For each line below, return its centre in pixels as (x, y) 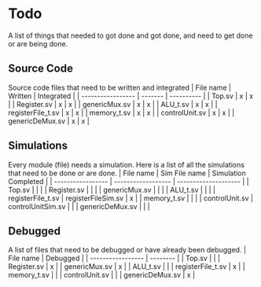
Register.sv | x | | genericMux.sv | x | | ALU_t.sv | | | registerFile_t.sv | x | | (127, 267)
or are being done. (38, 43)
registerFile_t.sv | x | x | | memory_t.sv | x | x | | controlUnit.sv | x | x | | (121, 112)
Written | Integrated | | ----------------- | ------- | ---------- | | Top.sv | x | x (131, 96)
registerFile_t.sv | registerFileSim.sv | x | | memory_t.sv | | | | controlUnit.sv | (131, 198)
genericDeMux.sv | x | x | (49, 121)
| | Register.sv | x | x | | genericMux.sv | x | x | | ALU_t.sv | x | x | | (113, 104)
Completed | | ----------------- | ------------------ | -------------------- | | (129, 181)
